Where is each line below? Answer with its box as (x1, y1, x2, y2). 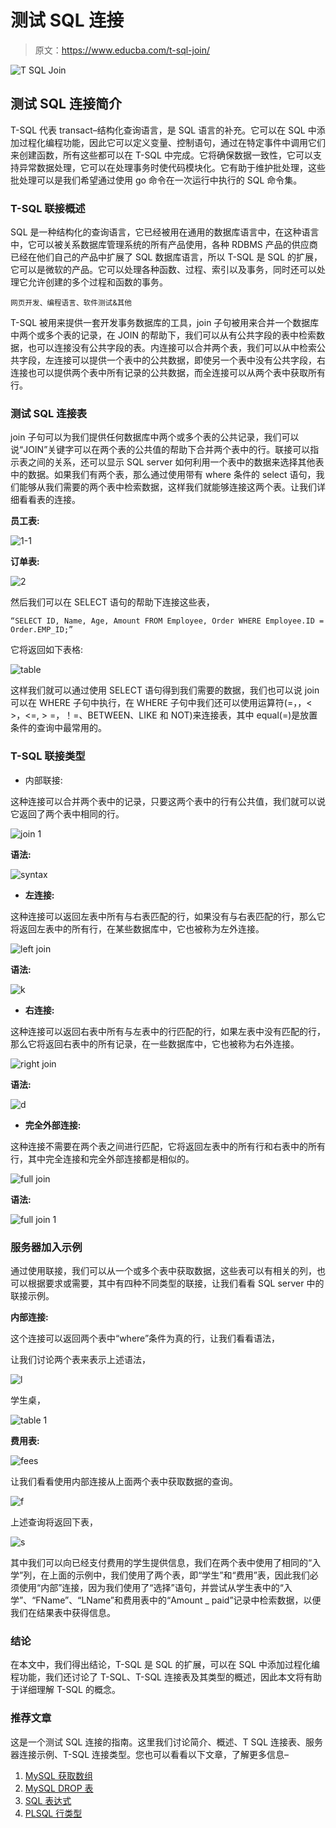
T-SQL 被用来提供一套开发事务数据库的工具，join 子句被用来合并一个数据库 (10, 317, 320, 329)
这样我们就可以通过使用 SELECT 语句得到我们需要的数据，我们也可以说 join (10, 684, 320, 696)
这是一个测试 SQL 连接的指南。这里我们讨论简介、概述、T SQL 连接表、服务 (10, 1736, 323, 1748)
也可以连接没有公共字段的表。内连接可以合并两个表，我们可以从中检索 (27, 342, 317, 354)
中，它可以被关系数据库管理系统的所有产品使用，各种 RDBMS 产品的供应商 (10, 239, 318, 251)
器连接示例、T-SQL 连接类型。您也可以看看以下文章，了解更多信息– (10, 1748, 289, 1760)
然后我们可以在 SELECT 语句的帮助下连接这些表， (10, 596, 215, 608)
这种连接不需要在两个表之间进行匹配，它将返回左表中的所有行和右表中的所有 (10, 1140, 326, 1152)
